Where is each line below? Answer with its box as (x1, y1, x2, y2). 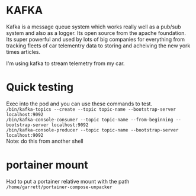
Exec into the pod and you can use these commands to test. (6, 100, 153, 107)
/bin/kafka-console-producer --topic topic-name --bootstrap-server (6, 127, 179, 133)
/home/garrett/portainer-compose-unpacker (6, 184, 113, 190)
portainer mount (6, 158, 88, 172)
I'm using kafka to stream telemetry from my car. (6, 60, 125, 67)
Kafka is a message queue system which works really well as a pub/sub (6, 23, 182, 30)
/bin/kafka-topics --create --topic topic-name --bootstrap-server (6, 106, 176, 113)
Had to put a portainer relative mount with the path (6, 178, 130, 185)
